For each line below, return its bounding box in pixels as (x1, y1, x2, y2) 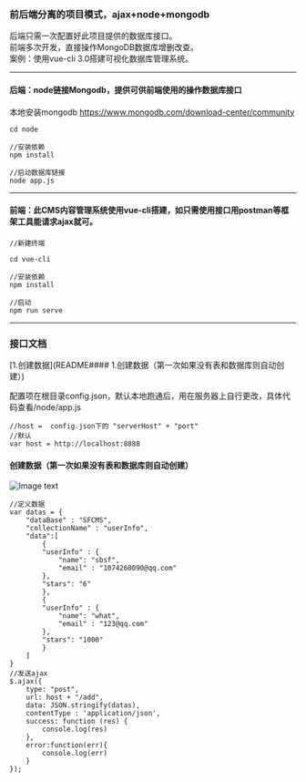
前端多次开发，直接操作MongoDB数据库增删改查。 (9, 42, 199, 53)
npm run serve (9, 305, 64, 315)
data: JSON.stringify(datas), (25, 701, 141, 710)
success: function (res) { (25, 717, 128, 726)
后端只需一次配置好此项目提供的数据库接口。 (9, 30, 178, 42)
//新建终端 (9, 239, 46, 248)
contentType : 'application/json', (25, 709, 161, 718)
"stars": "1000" (42, 635, 104, 644)
